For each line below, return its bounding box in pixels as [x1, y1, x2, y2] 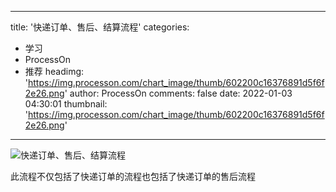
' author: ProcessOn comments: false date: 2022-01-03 [64, 87, 293, 99]
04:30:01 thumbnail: [24, 98, 108, 110]
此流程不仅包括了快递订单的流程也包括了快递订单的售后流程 [10, 171, 256, 182]
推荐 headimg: [24, 66, 85, 77]
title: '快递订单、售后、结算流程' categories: [10, 21, 190, 33]
